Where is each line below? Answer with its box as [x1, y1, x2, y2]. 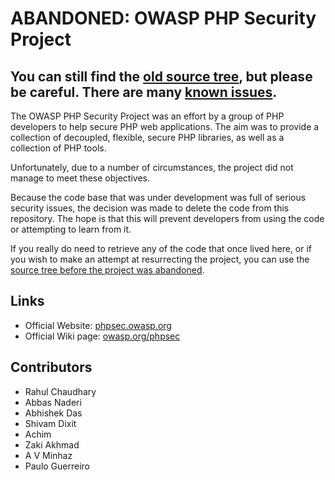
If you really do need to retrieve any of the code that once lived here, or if [10, 243, 312, 254]
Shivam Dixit [24, 417, 77, 429]
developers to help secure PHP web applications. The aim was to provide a [10, 121, 320, 132]
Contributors [10, 359, 93, 376]
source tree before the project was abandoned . [10, 264, 205, 276]
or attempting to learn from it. [10, 223, 132, 235]
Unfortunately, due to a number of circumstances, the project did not [10, 162, 294, 173]
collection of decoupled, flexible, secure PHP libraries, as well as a [10, 132, 285, 143]
